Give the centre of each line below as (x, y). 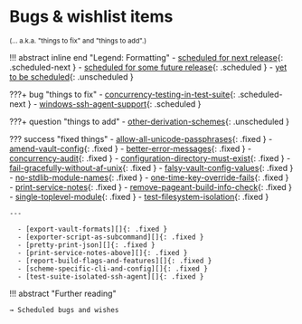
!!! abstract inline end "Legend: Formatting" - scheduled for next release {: (146, 57)
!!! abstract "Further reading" (63, 293)
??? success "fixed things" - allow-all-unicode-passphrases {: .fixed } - (141, 138)
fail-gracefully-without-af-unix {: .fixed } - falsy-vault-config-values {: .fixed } (151, 167)
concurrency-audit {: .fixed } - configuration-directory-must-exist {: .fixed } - (150, 158)
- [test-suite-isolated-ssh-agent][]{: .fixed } (111, 276)
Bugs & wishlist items (91, 17)
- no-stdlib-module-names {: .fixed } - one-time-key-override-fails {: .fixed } (149, 177)
